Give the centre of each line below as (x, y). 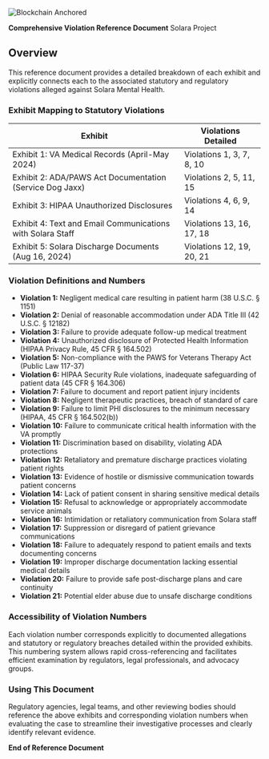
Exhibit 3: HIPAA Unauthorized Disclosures (92, 206)
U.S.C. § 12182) (45, 324)
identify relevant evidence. (52, 732)
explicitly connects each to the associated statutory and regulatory (118, 81)
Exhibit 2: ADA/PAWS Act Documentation (89, 178)
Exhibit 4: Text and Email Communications (91, 224)
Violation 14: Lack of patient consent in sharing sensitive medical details (140, 494)
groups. (21, 668)
